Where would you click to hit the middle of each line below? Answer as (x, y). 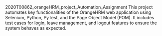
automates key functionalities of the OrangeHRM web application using (78, 12)
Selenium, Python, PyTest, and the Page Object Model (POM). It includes (80, 18)
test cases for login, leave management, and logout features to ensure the (81, 23)
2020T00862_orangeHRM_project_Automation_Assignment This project (79, 7)
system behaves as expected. (36, 28)
